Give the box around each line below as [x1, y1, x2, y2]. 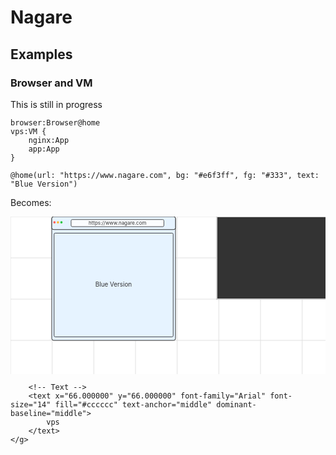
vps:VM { [10, 126, 47, 136]
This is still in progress [10, 98, 103, 110]
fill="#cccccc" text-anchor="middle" [54, 399, 213, 410]
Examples [10, 46, 73, 63]
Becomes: [10, 196, 52, 208]
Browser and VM [10, 76, 93, 90]
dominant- [216, 399, 257, 410]
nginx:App [28, 135, 70, 145]
